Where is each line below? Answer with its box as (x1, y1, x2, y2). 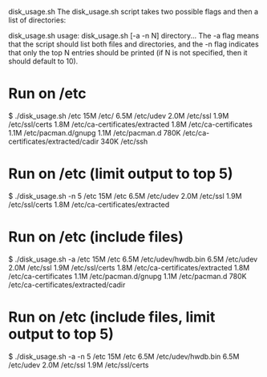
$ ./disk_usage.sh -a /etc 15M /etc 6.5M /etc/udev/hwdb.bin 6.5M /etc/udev (8, 254, 258, 264)
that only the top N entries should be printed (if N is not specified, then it (8, 48, 248, 57)
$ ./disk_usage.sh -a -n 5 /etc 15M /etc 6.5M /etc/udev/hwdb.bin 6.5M (8, 351, 240, 361)
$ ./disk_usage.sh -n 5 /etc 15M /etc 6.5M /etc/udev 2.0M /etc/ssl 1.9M (8, 191, 242, 201)
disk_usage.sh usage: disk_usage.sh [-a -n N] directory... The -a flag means (8, 31, 259, 40)
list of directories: (8, 15, 67, 25)
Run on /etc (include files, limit (8, 308, 216, 326)
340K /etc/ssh (100, 136, 148, 146)
